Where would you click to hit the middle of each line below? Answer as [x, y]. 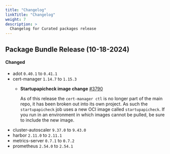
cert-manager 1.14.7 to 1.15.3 [45, 79]
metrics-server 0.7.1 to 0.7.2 [43, 140]
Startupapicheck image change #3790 [61, 89]
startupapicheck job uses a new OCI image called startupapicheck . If [92, 109]
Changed [15, 62]
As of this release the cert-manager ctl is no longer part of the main [91, 98]
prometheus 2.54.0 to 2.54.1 [43, 146]
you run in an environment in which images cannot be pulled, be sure [92, 114]
